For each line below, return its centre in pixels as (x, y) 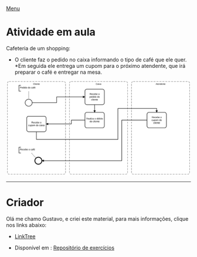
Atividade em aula (51, 32)
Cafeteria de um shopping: (38, 48)
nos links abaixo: (26, 225)
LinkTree (25, 237)
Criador (25, 203)
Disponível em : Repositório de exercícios (64, 248)
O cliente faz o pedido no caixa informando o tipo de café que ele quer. (101, 59)
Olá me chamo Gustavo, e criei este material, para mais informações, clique (97, 219)
